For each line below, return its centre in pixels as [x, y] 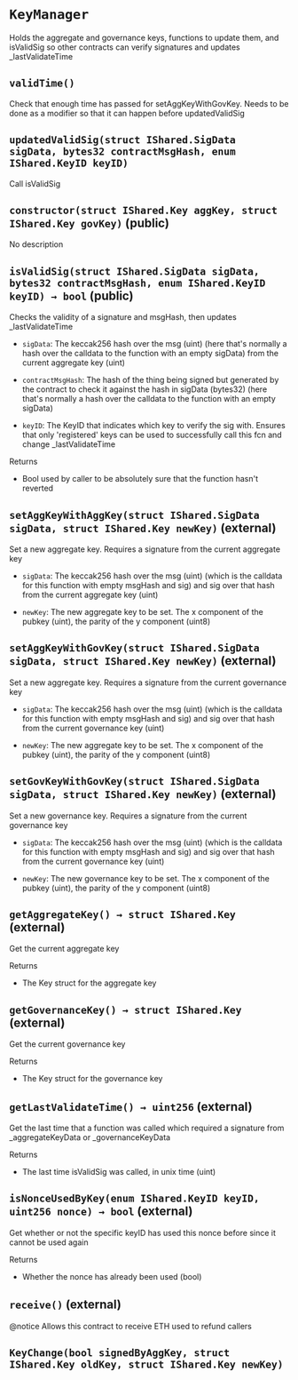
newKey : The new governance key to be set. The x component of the [146, 878]
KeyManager [49, 15]
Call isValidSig [35, 183]
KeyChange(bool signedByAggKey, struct [120, 1353]
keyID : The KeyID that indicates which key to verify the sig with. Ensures [153, 426]
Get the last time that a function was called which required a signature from [147, 1128]
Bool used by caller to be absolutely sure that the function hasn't [140, 479]
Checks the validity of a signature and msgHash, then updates [123, 317]
